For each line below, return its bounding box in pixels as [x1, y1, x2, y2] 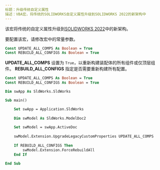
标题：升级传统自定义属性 [5, 7, 49, 12]
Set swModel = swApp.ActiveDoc [14, 125, 78, 130]
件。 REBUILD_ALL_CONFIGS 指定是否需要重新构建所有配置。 [5, 66, 130, 72]
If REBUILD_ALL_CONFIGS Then [14, 143, 73, 148]
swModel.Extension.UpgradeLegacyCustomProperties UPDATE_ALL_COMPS [14, 134, 154, 139]
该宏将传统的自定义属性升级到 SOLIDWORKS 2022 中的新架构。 [5, 25, 131, 32]
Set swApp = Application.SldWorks [14, 106, 84, 111]
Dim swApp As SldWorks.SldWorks [5, 89, 71, 94]
